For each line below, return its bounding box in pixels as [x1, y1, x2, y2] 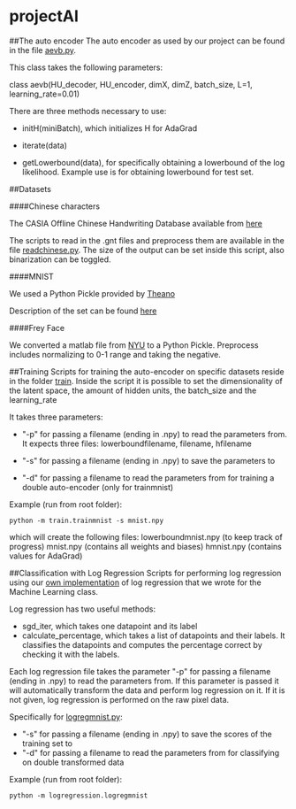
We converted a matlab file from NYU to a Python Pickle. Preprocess [9, 339, 259, 351]
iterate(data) [21, 140, 68, 150]
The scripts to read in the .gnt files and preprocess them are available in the [9, 235, 285, 245]
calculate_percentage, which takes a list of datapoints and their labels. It [21, 630, 285, 641]
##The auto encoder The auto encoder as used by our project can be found [9, 35, 285, 46]
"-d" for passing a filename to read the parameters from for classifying [21, 747, 280, 758]
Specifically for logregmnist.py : [9, 711, 124, 722]
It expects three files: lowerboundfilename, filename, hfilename [21, 438, 252, 449]
